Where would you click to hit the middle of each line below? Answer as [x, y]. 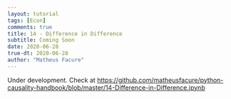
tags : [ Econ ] [27, 21]
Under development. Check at [52, 80]
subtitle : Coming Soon [41, 40]
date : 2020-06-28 [33, 47]
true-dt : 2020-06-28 [38, 54]
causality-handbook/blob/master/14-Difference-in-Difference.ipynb [106, 87]
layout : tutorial [33, 14]
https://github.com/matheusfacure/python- [160, 80]
